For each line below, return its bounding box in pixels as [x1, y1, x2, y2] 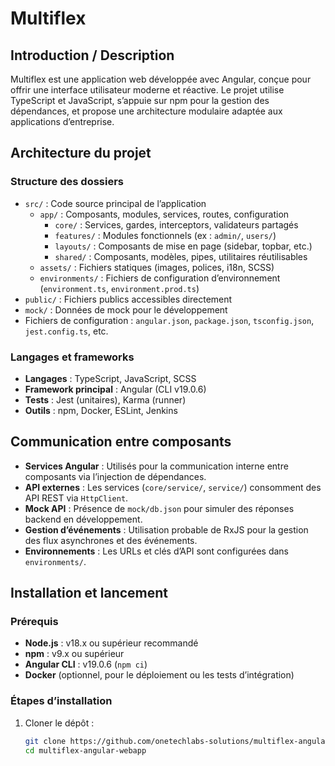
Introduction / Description [10, 47, 175, 64]
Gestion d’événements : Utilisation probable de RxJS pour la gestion [24, 523, 309, 536]
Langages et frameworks [10, 350, 135, 364]
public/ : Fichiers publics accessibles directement [24, 293, 233, 305]
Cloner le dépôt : [24, 717, 95, 729]
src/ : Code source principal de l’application [24, 197, 207, 209]
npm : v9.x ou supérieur [24, 648, 125, 660]
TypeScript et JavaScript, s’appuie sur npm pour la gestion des [10, 95, 270, 106]
